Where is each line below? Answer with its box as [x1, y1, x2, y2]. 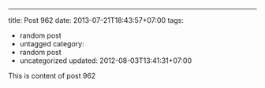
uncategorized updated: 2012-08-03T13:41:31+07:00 [19, 56, 192, 65]
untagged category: [19, 39, 84, 48]
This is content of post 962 [8, 71, 96, 80]
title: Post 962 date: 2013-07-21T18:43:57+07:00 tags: [8, 16, 184, 24]
